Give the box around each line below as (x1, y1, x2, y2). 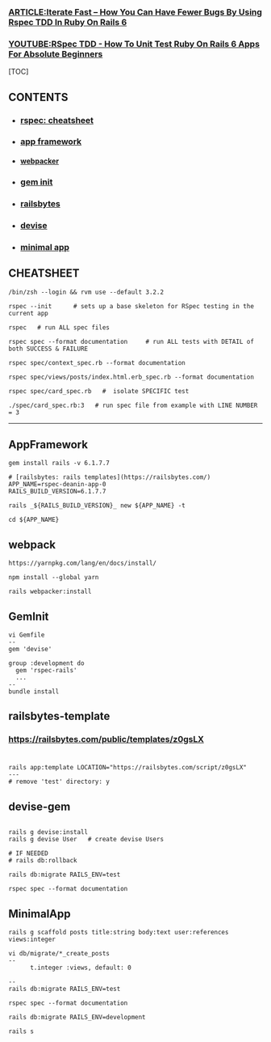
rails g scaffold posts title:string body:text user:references (8, 929, 229, 937)
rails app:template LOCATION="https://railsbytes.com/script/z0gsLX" (8, 764, 248, 772)
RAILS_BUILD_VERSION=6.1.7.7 (8, 488, 106, 496)
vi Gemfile (8, 630, 45, 639)
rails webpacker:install (8, 587, 92, 596)
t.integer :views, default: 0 (29, 964, 131, 972)
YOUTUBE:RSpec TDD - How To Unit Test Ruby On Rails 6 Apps (8, 38, 261, 49)
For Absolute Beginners (8, 48, 103, 59)
